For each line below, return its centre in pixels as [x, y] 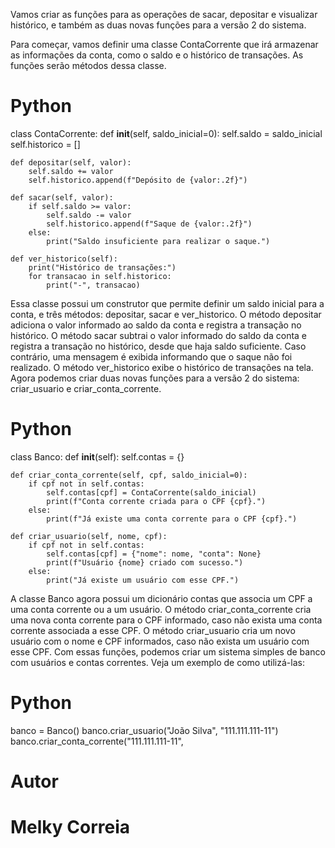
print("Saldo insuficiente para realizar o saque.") [158, 241]
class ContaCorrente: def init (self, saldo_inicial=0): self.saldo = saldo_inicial [166, 133]
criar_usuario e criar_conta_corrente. [86, 388]
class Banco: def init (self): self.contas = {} [97, 456]
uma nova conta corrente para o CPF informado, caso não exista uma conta [166, 620]
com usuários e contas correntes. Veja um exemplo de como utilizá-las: [157, 662]
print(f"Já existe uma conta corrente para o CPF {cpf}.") [172, 519]
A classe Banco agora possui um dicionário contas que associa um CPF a [161, 598]
